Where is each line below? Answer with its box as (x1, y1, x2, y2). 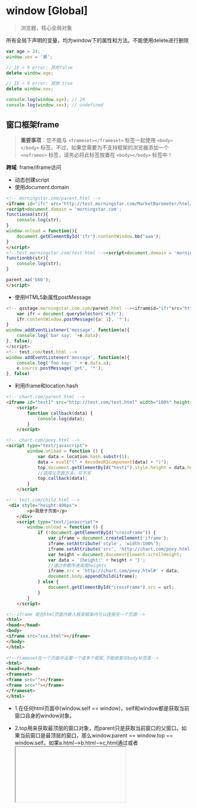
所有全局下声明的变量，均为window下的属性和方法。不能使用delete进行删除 (6, 36, 189, 43)
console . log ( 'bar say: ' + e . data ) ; (16, 333, 101, 339)
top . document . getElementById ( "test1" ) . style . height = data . (37, 464, 188, 470)
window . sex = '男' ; (6, 54, 53, 60)
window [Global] (6, 4, 88, 18)
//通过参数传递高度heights (47, 563, 107, 568)
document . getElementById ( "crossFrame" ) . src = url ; (47, 584, 175, 590)
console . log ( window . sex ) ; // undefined (6, 102, 104, 108)
